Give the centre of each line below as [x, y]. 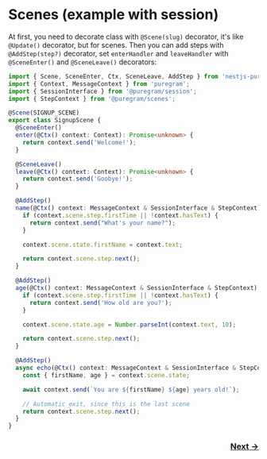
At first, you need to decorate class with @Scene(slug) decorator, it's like [126, 37]
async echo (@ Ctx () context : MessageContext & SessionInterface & [126, 368]
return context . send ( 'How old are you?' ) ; [101, 303]
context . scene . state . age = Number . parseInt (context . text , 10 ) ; [130, 324]
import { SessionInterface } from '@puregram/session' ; [103, 91]
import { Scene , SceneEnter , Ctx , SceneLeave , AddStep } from [113, 76]
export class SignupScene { [55, 121]
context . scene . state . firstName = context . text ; [103, 245]
